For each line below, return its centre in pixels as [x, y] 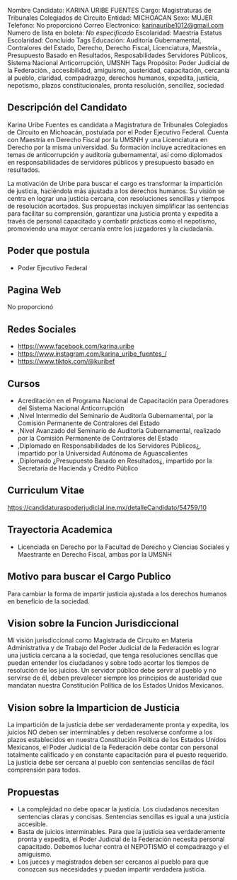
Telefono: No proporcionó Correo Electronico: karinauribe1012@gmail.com [116, 25]
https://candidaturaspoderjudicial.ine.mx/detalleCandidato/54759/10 [107, 507]
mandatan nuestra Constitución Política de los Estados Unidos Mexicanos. [116, 685]
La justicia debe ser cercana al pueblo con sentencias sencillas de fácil [111, 763]
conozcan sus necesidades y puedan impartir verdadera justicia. [112, 869]
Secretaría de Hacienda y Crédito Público [78, 468]
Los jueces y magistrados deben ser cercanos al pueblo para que [113, 862]
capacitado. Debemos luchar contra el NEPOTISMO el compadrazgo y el [123, 846]
